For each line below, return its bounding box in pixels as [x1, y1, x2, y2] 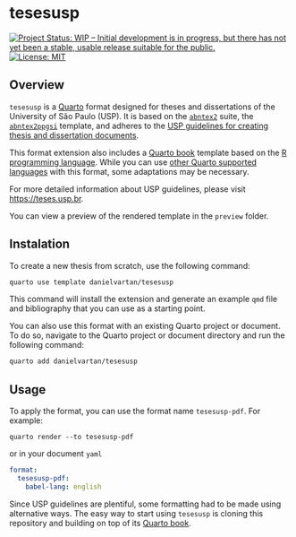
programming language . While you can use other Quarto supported [9, 156, 258, 168]
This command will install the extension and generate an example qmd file [9, 294, 278, 305]
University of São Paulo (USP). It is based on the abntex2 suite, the [9, 110, 254, 121]
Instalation [9, 237, 70, 252]
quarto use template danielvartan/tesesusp [9, 277, 174, 287]
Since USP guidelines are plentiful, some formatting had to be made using [9, 498, 282, 509]
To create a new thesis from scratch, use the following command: [9, 260, 250, 271]
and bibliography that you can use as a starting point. [9, 303, 206, 314]
